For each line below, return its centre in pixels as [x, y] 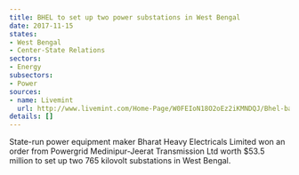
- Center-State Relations [57, 51]
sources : [25, 91]
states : [24, 34]
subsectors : [31, 76]
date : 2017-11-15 [41, 26]
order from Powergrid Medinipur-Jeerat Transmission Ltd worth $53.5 [137, 151]
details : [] [31, 116]
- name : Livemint [41, 100]
